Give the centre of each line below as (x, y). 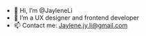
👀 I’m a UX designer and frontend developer (76, 18)
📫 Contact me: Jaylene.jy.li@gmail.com (71, 25)
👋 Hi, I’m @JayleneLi (43, 11)
